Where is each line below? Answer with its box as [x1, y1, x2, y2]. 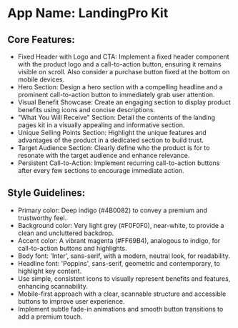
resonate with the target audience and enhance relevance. [17, 151, 190, 159]
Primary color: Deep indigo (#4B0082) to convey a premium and [17, 206, 207, 214]
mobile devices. [17, 75, 65, 84]
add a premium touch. [17, 312, 83, 321]
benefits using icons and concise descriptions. [17, 106, 156, 114]
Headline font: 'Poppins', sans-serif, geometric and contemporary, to [17, 259, 220, 267]
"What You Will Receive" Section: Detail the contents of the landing [17, 113, 216, 121]
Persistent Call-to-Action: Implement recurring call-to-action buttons [17, 159, 220, 167]
